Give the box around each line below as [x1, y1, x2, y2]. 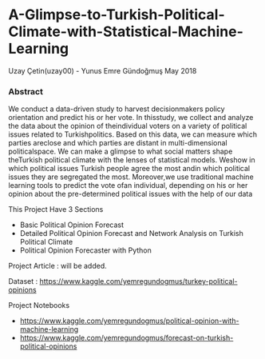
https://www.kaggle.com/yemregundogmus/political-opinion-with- [19, 316, 239, 325]
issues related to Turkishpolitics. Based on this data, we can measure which [8, 130, 258, 139]
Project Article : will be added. [8, 261, 108, 271]
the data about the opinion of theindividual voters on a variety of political [8, 122, 247, 131]
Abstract [8, 86, 44, 97]
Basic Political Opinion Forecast [19, 220, 125, 229]
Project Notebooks [8, 301, 70, 310]
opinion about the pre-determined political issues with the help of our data [8, 189, 253, 199]
